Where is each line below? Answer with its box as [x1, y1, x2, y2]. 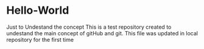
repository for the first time [6, 36, 74, 43]
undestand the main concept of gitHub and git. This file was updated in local [6, 29, 198, 36]
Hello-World [6, 4, 69, 17]
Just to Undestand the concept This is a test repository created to [6, 23, 172, 30]
